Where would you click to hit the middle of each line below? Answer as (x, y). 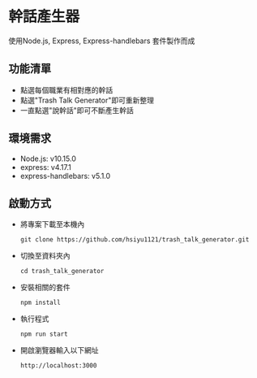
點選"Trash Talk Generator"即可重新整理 (87, 100)
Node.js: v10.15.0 (48, 159)
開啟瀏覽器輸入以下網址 (59, 350)
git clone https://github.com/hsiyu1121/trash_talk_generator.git (135, 240)
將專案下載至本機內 (52, 224)
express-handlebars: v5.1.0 (65, 176)
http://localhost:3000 (58, 366)
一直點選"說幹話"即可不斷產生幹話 (77, 110)
